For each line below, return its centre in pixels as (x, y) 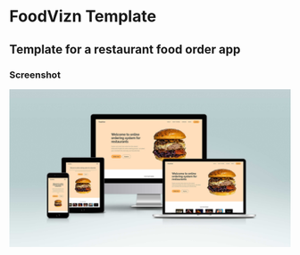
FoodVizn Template (83, 16)
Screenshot (35, 75)
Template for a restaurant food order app (125, 49)
